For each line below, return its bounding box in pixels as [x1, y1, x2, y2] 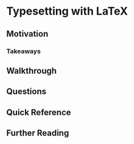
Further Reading [6, 128, 69, 139]
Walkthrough [6, 65, 57, 76]
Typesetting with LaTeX [6, 4, 128, 18]
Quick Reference [6, 107, 71, 117]
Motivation [6, 29, 49, 39]
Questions [6, 87, 47, 97]
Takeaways [6, 47, 41, 56]
